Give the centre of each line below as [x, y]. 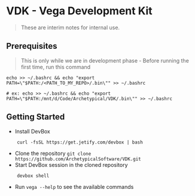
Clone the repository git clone [53, 153]
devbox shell [33, 176]
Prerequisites [32, 46]
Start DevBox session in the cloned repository [71, 164]
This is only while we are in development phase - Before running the [105, 60]
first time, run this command [56, 67]
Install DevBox [33, 131]
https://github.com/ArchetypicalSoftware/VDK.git [78, 159]
